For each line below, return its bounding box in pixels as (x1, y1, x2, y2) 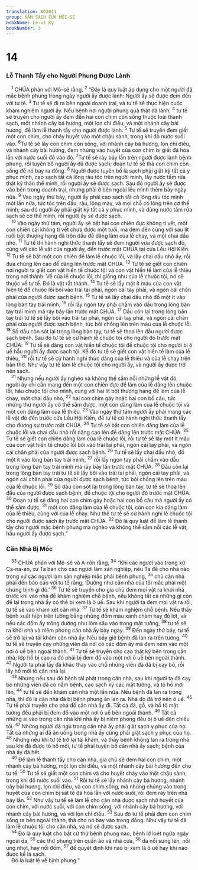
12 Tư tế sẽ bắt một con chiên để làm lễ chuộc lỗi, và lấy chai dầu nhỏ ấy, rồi (6, 252, 191, 260)
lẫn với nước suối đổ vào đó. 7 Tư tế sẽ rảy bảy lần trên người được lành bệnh (6, 153, 192, 161)
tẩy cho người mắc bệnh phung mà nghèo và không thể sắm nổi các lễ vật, (6, 524, 188, 531)
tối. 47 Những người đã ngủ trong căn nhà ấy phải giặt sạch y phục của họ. (6, 722, 187, 730)
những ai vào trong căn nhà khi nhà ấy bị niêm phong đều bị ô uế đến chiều (6, 715, 190, 722)
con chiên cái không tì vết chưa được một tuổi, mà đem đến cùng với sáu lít (6, 226, 189, 233)
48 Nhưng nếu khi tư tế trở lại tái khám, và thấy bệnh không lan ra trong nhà (6, 735, 190, 744)
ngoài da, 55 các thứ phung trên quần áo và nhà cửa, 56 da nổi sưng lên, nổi (6, 836, 190, 844)
